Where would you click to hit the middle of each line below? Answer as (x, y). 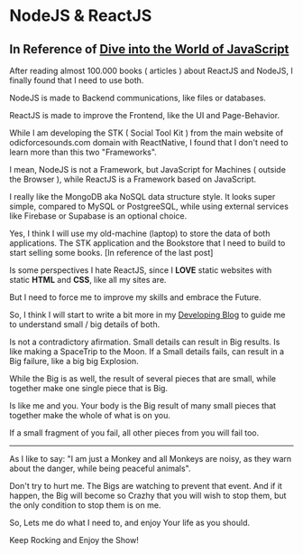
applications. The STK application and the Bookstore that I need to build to (147, 243)
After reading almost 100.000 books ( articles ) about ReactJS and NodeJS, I (151, 70)
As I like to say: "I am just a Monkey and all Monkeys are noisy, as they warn (151, 459)
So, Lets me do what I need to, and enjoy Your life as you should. (130, 522)
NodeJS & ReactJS (81, 16)
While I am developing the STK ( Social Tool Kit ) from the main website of (147, 133)
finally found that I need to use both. (77, 80)
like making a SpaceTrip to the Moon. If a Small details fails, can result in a (147, 352)
